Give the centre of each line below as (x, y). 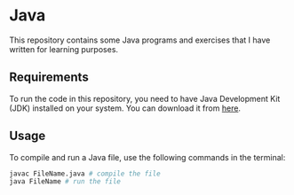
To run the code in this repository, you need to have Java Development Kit (145, 98)
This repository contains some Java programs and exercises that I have (140, 40)
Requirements (49, 78)
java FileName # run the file (65, 182)
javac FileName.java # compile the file (85, 174)
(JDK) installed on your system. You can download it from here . (125, 108)
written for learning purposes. (64, 49)
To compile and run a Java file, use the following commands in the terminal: (147, 157)
